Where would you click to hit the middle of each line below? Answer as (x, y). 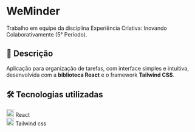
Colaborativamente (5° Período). (47, 34)
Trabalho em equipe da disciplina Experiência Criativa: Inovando (87, 28)
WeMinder (33, 11)
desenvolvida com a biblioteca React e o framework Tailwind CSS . (91, 75)
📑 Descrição (30, 54)
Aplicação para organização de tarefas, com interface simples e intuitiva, (98, 68)
